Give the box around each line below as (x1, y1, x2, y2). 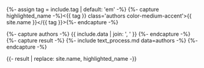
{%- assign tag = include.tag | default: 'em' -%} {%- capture (6, 6, 159, 13)
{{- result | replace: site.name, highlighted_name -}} (6, 55, 137, 62)
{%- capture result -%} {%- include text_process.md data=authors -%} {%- (6, 37, 198, 44)
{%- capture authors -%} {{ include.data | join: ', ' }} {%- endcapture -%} (6, 30, 191, 38)
